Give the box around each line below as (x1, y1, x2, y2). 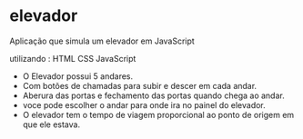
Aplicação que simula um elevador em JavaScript (9, 35, 196, 46)
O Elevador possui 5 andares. (22, 70, 134, 82)
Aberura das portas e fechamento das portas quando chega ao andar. (22, 90, 285, 101)
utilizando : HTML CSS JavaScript (9, 53, 136, 64)
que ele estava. (22, 119, 80, 130)
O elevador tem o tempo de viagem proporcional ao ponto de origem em (22, 109, 295, 120)
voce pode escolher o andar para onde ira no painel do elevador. (22, 99, 266, 110)
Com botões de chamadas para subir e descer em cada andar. (22, 80, 258, 91)
